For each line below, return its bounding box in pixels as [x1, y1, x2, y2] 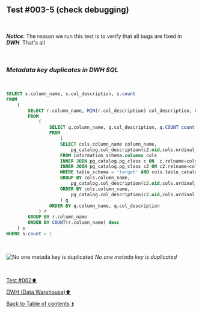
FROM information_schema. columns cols [60, 152, 158, 158]
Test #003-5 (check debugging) [6, 5, 129, 15]
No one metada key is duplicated [95, 253, 177, 261]
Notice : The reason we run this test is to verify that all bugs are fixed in [6, 33, 182, 40]
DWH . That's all [6, 39, 45, 46]
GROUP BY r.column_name [28, 214, 87, 220]
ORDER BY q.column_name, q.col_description [49, 203, 161, 209]
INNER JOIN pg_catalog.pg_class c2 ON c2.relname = [60, 164, 189, 170]
